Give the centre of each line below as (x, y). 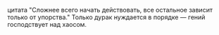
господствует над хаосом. (47, 24)
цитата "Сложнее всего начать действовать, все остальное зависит (110, 10)
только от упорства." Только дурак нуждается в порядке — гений (106, 17)
